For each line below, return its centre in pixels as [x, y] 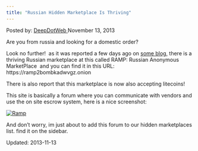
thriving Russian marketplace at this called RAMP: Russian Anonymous [93, 59]
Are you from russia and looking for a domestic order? [72, 42]
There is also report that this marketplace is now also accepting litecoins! [96, 84]
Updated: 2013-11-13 [31, 142]
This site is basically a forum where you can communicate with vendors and [99, 95]
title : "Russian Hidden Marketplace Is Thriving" [69, 12]
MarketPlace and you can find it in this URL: [60, 66]
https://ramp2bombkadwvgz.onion [49, 72]
